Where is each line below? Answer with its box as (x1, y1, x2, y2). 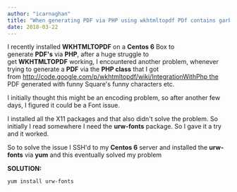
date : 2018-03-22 (7, 23, 59, 30)
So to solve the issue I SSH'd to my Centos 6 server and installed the (7, 143, 208, 152)
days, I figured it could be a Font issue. (7, 101, 120, 110)
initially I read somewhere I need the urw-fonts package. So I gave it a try (7, 122, 222, 131)
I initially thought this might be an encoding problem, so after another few (7, 94, 221, 102)
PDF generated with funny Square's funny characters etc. (7, 80, 175, 89)
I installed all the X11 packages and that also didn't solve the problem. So (7, 115, 219, 123)
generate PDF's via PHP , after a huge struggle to (7, 50, 150, 58)
